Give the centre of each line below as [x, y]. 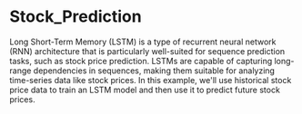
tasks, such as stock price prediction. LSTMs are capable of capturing [141, 61]
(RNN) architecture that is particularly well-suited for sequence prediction [147, 51]
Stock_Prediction [76, 17]
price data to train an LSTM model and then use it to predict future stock [145, 90]
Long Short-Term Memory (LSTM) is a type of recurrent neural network [143, 42]
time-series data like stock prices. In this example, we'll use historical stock [151, 80]
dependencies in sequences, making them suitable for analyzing [154, 71]
